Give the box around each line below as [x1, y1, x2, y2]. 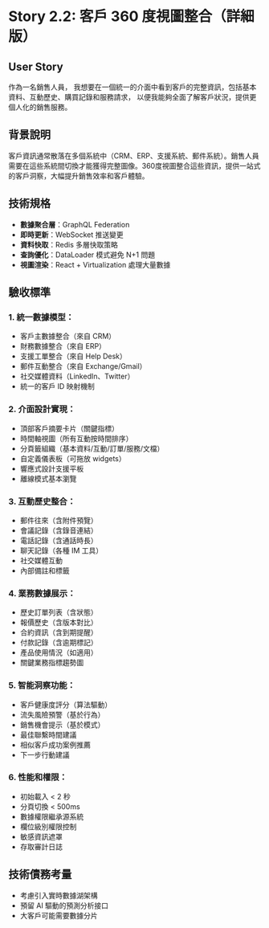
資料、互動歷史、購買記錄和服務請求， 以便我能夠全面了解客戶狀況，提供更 [8, 92, 257, 101]
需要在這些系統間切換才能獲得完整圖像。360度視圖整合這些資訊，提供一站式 [8, 161, 261, 170]
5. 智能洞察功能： [8, 680, 76, 691]
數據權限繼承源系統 [19, 811, 84, 821]
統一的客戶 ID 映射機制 [19, 382, 95, 391]
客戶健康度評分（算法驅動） [19, 700, 112, 709]
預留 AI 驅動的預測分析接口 [19, 901, 109, 910]
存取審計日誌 [19, 841, 63, 852]
